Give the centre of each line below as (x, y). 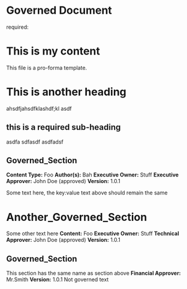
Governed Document (59, 10)
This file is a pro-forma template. (47, 68)
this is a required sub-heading (64, 127)
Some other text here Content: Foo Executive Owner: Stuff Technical (93, 233)
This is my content (53, 51)
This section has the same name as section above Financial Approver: (93, 273)
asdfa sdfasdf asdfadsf (35, 142)
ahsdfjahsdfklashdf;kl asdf (39, 108)
